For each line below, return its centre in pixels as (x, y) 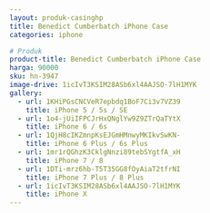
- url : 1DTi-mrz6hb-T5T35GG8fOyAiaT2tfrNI (99, 169)
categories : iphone (46, 34)
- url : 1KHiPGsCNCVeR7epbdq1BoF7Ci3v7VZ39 (99, 102)
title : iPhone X (57, 194)
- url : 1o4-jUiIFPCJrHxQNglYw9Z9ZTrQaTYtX (99, 119)
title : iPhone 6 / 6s (66, 127)
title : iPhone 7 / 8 (65, 160)
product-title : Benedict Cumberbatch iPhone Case (105, 60)
